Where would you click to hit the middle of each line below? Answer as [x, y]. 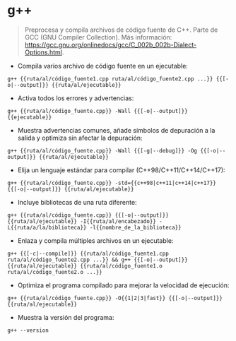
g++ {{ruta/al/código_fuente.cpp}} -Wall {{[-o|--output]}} [98, 111]
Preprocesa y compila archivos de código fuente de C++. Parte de [121, 30]
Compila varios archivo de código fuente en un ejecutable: [103, 66]
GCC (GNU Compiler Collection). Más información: [98, 37]
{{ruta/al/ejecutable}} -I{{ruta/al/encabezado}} [82, 221]
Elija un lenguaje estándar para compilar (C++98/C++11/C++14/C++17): [121, 170]
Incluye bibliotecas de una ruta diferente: [77, 202]
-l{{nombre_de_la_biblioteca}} [135, 227]
